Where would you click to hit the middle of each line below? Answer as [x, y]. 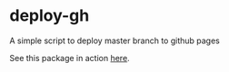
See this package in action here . [70, 58]
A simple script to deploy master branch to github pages [115, 40]
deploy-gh [50, 16]
